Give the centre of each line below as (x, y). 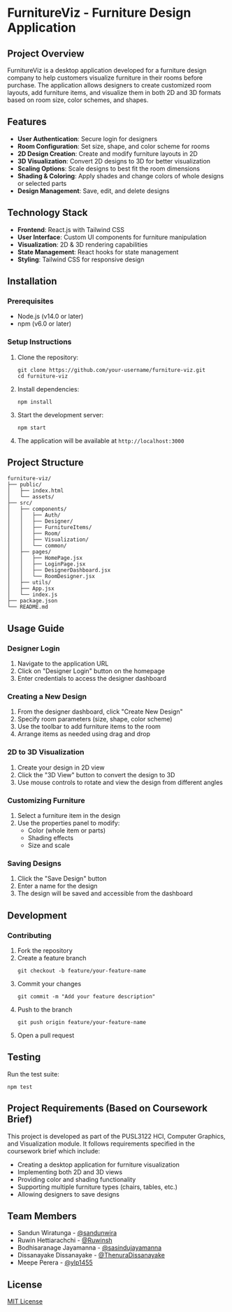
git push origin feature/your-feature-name (82, 1022)
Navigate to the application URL (63, 664)
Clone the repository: (48, 357)
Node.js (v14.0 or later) (50, 317)
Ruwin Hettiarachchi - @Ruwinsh (65, 1240)
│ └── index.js (32, 595)
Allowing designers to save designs (68, 1194)
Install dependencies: (48, 389)
